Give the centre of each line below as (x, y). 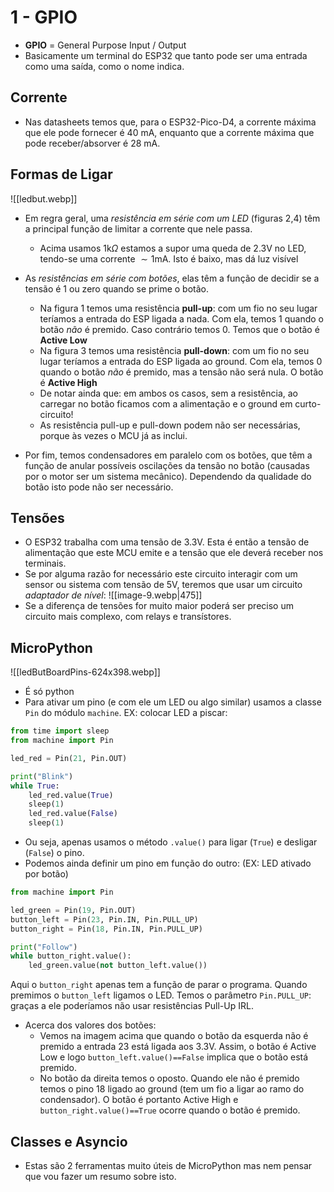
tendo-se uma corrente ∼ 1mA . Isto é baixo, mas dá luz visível (169, 258)
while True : (35, 786)
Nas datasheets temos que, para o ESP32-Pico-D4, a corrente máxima (170, 122)
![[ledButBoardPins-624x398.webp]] (85, 672)
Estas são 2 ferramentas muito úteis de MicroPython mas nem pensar (168, 1165)
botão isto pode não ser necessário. (99, 487)
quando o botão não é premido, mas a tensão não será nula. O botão (181, 372)
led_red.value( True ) (71, 795)
